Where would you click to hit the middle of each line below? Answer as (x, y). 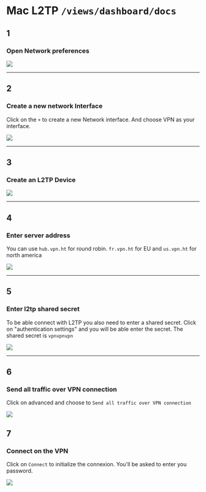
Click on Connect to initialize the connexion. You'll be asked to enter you (97, 464)
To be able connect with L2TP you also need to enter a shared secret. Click (101, 322)
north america (24, 255)
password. (20, 471)
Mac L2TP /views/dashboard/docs (91, 11)
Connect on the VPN (37, 451)
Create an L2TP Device (41, 180)
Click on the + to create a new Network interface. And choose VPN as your (101, 119)
